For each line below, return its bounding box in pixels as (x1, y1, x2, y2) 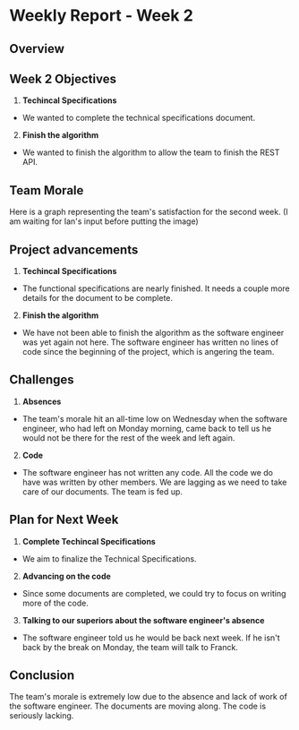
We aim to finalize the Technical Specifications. (21, 553, 197, 564)
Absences (21, 396, 62, 407)
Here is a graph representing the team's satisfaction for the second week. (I (9, 207, 288, 218)
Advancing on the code (21, 571, 112, 581)
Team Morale (9, 183, 84, 198)
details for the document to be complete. (21, 293, 173, 304)
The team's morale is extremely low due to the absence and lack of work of (9, 691, 288, 702)
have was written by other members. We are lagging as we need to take (21, 477, 287, 487)
